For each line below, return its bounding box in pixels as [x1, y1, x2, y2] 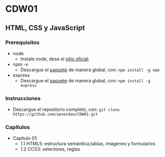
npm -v [12, 61, 29, 67]
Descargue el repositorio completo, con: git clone [12, 106, 120, 113]
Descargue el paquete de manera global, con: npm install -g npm [20, 66, 160, 73]
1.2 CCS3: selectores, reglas [20, 146, 80, 152]
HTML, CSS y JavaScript [5, 24, 86, 32]
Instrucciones [5, 95, 41, 102]
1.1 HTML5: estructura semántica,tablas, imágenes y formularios [20, 141, 156, 147]
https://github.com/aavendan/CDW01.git [12, 112, 98, 117]
